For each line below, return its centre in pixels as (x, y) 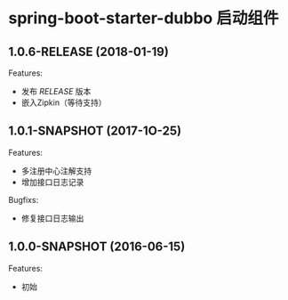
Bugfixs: (24, 199)
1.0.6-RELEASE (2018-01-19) (89, 51)
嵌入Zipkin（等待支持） (64, 102)
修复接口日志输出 (52, 218)
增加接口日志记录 (52, 182)
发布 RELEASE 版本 (56, 91)
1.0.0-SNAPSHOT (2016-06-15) (97, 247)
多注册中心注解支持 (56, 171)
